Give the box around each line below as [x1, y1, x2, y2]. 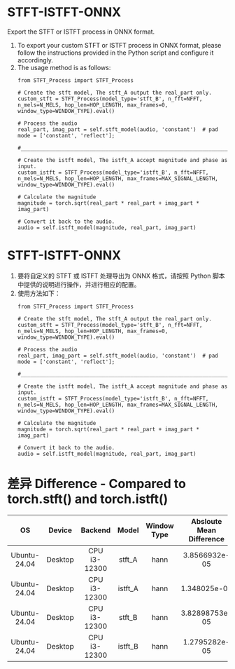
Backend [80, 525, 111, 535]
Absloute [191, 516, 222, 526]
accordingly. [17, 55, 54, 64]
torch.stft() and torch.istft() [7, 492, 169, 507]
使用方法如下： [17, 289, 61, 297]
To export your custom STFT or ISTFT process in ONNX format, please [17, 41, 222, 49]
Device [48, 525, 72, 535]
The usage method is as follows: [17, 63, 111, 72]
